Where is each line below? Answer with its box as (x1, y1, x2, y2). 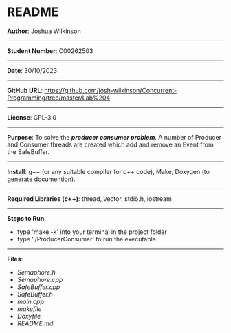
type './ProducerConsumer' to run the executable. (16, 235, 158, 243)
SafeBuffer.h (16, 290, 53, 298)
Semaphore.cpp (16, 275, 63, 283)
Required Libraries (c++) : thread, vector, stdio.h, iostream (7, 194, 172, 203)
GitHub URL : (7, 86, 43, 94)
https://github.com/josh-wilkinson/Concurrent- (44, 86, 177, 94)
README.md (16, 319, 54, 327)
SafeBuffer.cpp (16, 283, 60, 291)
